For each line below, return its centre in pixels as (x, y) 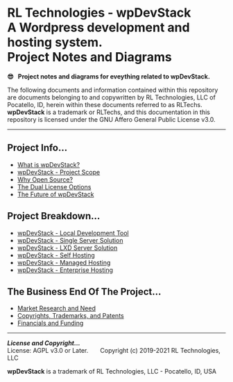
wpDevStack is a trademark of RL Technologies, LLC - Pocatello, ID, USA (112, 372)
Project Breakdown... (54, 216)
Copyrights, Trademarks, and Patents (70, 316)
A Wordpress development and (98, 27)
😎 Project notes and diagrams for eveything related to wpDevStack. (109, 76)
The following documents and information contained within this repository (113, 90)
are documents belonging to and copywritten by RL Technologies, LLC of (112, 97)
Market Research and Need (56, 308)
